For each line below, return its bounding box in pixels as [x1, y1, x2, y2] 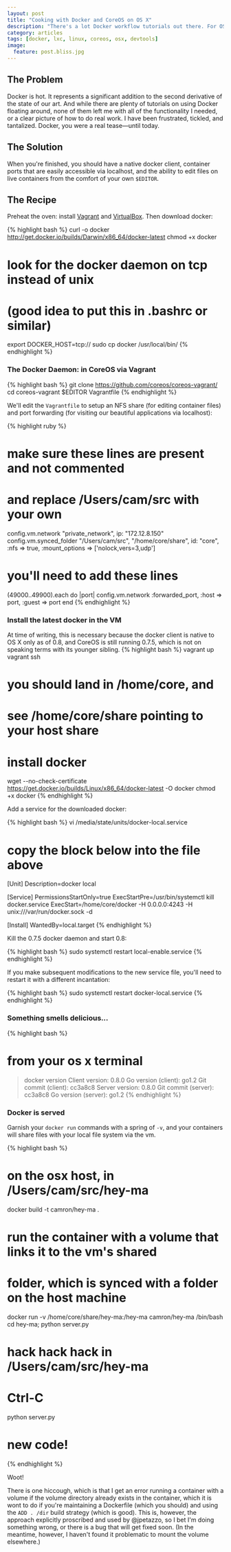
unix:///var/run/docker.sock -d [7, 908, 93, 916]
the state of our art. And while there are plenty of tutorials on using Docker [7, 99, 219, 107]
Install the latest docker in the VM [7, 615, 122, 624]
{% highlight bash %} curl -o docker [7, 226, 110, 234]
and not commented [7, 460, 125, 476]
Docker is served [7, 1108, 65, 1117]
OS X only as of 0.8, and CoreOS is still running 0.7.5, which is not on [7, 638, 201, 646]
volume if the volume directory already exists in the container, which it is [7, 1494, 212, 1502]
